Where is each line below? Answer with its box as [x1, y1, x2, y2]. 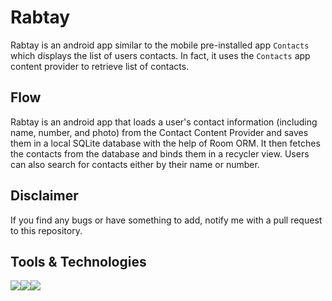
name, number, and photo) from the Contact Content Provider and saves [10, 126, 309, 138]
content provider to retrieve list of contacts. [10, 60, 190, 72]
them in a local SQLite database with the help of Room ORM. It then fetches [10, 137, 321, 149]
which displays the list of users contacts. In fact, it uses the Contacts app [10, 49, 311, 61]
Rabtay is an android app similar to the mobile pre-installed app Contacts [10, 39, 310, 51]
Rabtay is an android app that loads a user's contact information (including [10, 116, 318, 128]
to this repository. [10, 224, 83, 236]
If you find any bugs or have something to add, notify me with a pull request [10, 214, 323, 226]
